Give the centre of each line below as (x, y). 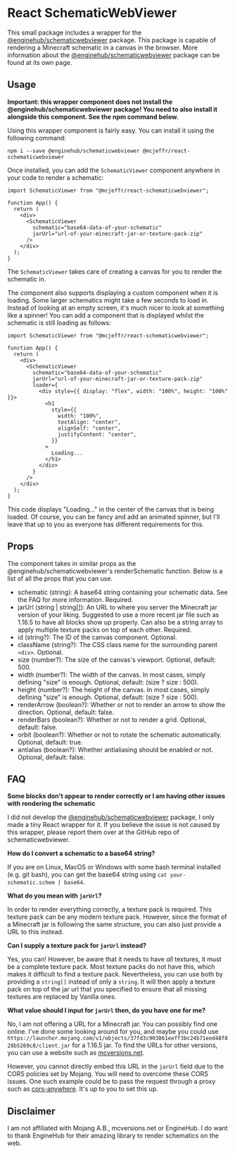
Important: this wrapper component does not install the (90, 102)
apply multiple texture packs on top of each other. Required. (104, 629)
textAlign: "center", (89, 422)
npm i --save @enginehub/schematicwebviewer (74, 151)
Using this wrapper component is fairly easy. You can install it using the (111, 130)
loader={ (45, 385)
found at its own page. (40, 62)
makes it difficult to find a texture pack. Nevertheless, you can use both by (115, 974)
